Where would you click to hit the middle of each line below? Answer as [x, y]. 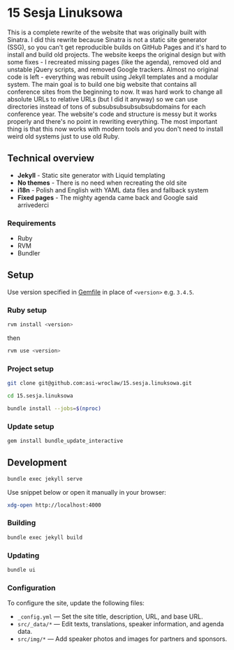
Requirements [32, 223]
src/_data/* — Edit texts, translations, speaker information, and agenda [120, 624]
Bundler [29, 253]
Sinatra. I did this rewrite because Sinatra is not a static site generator [107, 39]
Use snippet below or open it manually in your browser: [87, 492]
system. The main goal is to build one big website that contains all [102, 84]
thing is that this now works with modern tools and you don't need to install [115, 129]
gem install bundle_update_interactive [65, 441]
